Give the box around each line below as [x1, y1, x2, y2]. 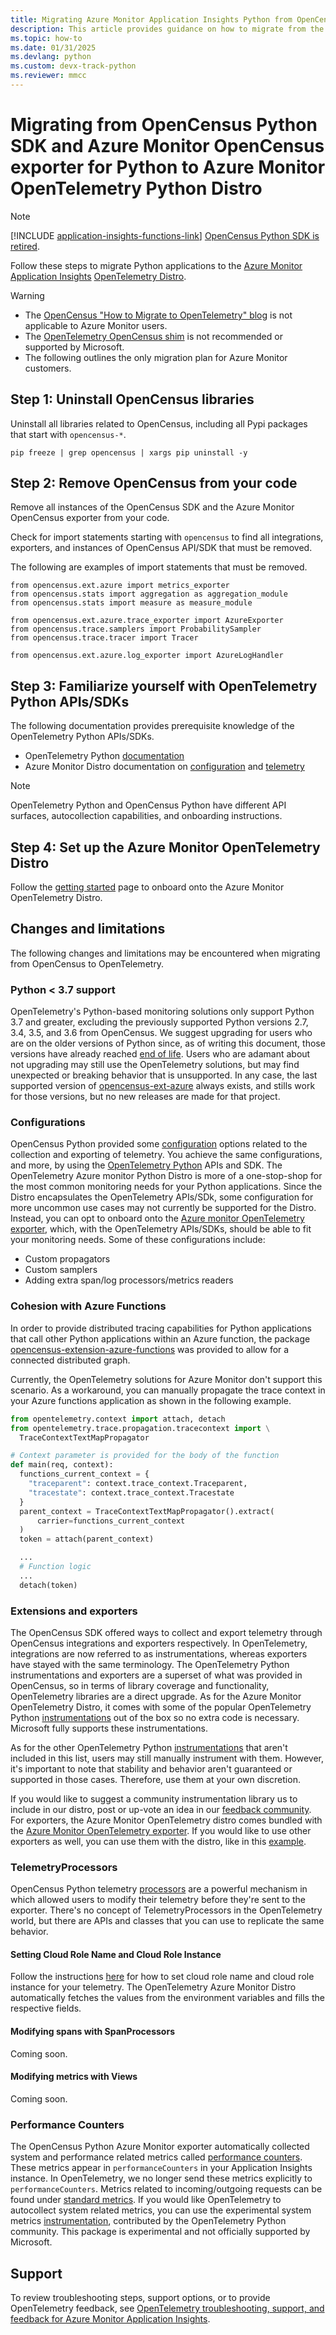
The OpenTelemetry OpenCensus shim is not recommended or [24, 330, 283, 342]
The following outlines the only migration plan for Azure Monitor [24, 351, 288, 363]
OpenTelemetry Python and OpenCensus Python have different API [10, 799, 287, 811]
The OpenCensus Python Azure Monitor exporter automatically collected [10, 2141, 310, 2153]
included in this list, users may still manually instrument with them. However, [10, 1752, 325, 1764]
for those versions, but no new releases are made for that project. [10, 1091, 281, 1103]
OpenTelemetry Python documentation [24, 750, 185, 762]
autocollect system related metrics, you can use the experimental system [10, 2204, 312, 2216]
